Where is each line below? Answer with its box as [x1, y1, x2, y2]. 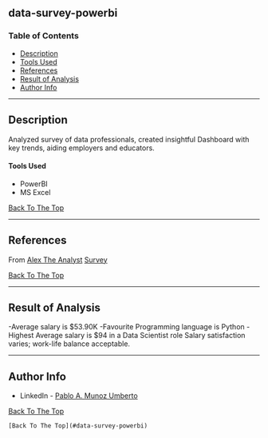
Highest [8, 331, 34, 340]
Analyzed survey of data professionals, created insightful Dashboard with [8, 134, 250, 144]
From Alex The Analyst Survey [8, 255, 108, 265]
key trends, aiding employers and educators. [8, 143, 156, 153]
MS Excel [19, 187, 51, 197]
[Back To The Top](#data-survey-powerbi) [8, 422, 148, 430]
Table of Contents [8, 30, 80, 42]
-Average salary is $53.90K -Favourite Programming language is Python [8, 322, 245, 332]
